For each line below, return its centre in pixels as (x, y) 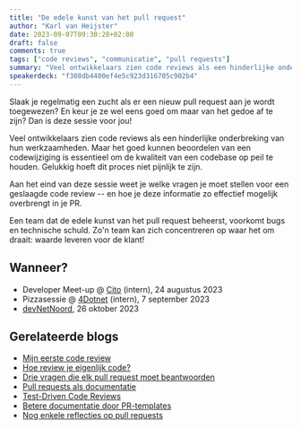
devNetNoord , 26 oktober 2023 (80, 308)
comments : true (38, 51)
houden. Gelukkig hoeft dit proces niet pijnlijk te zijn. (106, 166)
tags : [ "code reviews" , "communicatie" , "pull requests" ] (120, 59)
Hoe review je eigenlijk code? (77, 368)
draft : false (34, 43)
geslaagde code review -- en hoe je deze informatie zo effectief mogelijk (144, 193)
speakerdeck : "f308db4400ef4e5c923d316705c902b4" (104, 76)
